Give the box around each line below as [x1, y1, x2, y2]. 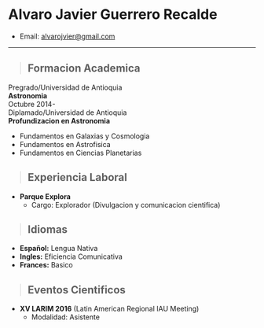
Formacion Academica [27, 61, 141, 76]
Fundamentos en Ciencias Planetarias [19, 148, 142, 157]
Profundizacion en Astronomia [8, 116, 111, 125]
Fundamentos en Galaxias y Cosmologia [19, 131, 150, 141]
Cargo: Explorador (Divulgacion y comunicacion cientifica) [31, 200, 221, 209]
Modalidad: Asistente [31, 312, 101, 322]
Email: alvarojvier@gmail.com [19, 31, 115, 41]
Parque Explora [19, 191, 71, 201]
